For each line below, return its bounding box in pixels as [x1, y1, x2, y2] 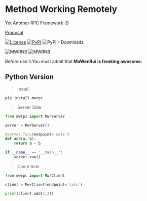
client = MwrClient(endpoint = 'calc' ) [5, 182, 83, 187]
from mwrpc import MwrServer [5, 114, 65, 119]
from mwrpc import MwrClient [5, 173, 65, 178]
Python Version [5, 73, 54, 81]
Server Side [17, 104, 41, 110]
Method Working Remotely [5, 3, 117, 15]
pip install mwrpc [5, 95, 43, 100]
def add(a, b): [5, 136, 37, 141]
